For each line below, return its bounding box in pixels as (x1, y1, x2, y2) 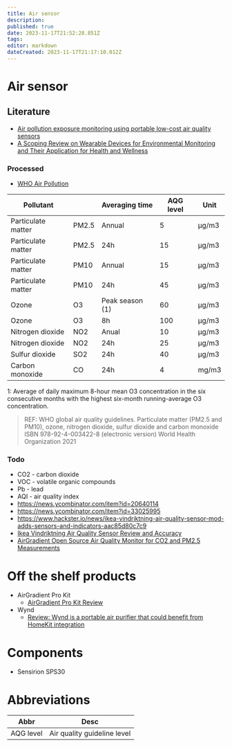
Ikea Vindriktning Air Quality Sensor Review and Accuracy (17, 529, 182, 537)
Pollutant (23, 200, 54, 210)
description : (7, 17, 45, 24)
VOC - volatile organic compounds (17, 478, 116, 486)
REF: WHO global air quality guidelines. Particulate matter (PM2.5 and (23, 415, 222, 424)
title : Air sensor (7, 10, 60, 17)
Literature (7, 106, 50, 118)
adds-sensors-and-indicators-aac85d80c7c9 (17, 522, 147, 530)
